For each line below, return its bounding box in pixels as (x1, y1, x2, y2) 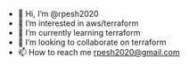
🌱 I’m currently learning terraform (17, 28, 141, 37)
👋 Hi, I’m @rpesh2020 (17, 9, 100, 19)
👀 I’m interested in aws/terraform (17, 18, 139, 29)
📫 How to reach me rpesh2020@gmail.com (17, 47, 180, 57)
